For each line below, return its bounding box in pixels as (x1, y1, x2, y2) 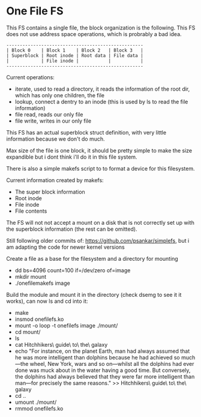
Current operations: (6, 73, 55, 81)
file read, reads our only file (14, 111, 83, 118)
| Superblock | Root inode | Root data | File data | (6, 52, 144, 58)
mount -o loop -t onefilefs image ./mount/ (14, 321, 118, 329)
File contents (14, 207, 47, 215)
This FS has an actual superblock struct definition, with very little (6, 129, 167, 136)
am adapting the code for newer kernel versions (6, 243, 125, 251)
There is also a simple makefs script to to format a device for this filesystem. (6, 165, 195, 172)
